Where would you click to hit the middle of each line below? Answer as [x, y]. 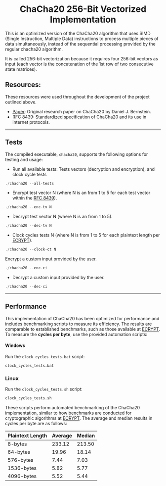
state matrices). [21, 69]
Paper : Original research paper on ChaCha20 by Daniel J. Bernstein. [82, 111]
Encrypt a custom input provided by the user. [51, 259]
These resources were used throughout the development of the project [77, 97]
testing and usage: [24, 159]
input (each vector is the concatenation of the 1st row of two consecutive [80, 64]
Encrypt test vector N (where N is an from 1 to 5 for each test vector [81, 193]
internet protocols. [31, 122]
